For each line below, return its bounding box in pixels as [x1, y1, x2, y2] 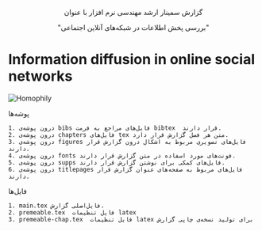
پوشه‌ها [8, 108, 30, 118]
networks [8, 67, 73, 85]
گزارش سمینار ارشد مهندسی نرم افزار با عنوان [64, 8, 203, 17]
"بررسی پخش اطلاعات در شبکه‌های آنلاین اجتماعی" [57, 23, 210, 32]
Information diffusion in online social [8, 51, 256, 69]
